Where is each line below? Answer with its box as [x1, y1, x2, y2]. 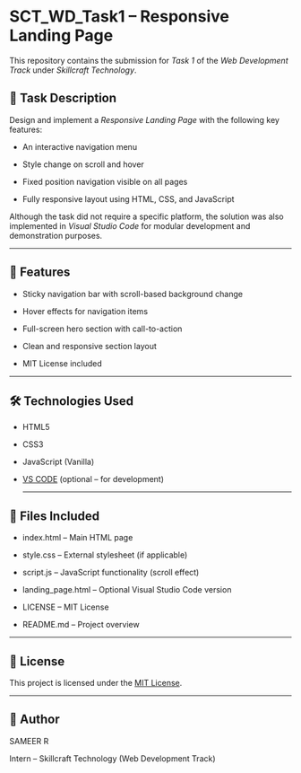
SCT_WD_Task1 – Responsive [9, 6, 230, 27]
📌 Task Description [9, 91, 117, 106]
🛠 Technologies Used [9, 393, 134, 408]
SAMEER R [9, 735, 49, 746]
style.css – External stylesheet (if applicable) [21, 549, 188, 560]
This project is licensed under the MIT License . [9, 678, 183, 688]
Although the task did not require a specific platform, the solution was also [9, 211, 284, 222]
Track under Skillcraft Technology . [9, 65, 137, 75]
